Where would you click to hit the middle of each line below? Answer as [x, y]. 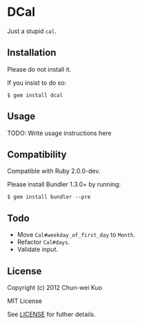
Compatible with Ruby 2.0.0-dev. [54, 171]
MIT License [25, 301]
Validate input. [38, 249]
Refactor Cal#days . [43, 242]
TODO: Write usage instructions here [59, 133]
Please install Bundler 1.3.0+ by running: [64, 185]
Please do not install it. [39, 69]
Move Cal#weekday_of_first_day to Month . [76, 235]
